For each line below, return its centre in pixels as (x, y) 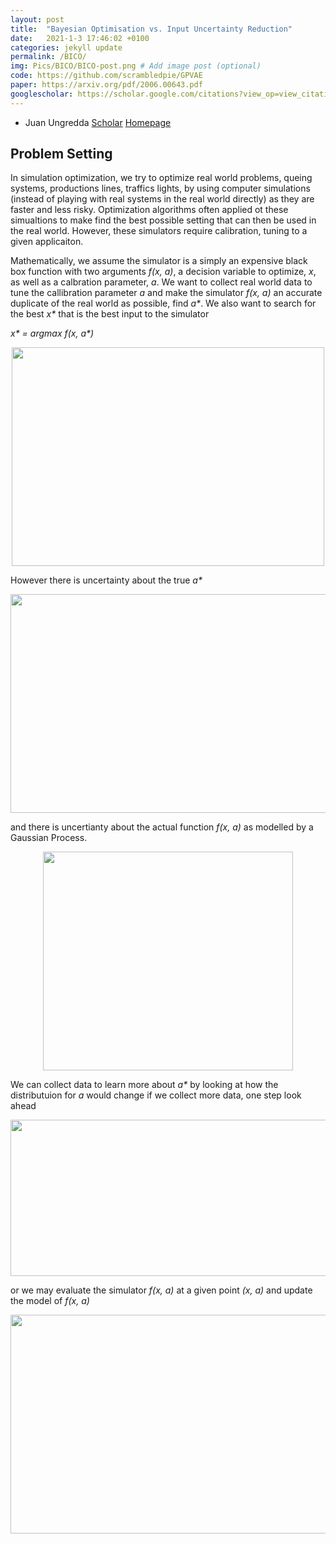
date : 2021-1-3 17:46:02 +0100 (80, 38)
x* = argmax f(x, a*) (52, 333)
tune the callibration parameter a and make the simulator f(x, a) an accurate (166, 293)
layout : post (37, 19)
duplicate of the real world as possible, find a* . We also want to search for (163, 303)
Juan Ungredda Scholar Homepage (98, 122)
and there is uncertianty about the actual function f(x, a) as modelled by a (162, 827)
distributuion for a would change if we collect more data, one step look (156, 1095)
